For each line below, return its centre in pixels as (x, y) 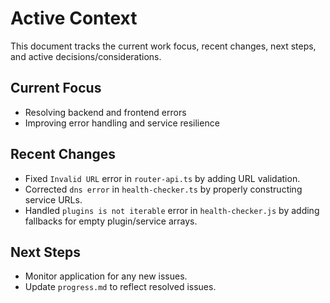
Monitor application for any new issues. (106, 276)
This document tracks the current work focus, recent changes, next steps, (163, 46)
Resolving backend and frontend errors (105, 112)
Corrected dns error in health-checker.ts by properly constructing (163, 189)
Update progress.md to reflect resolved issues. (120, 287)
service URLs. (53, 199)
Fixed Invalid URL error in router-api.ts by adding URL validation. (162, 178)
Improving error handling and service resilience (122, 123)
